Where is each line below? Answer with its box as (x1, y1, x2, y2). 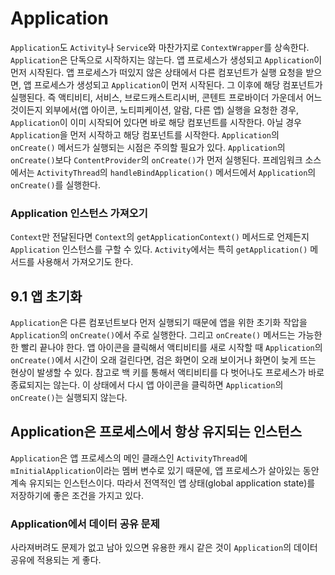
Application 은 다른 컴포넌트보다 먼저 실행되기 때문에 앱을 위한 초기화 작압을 (10, 317, 308, 329)
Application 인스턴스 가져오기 (10, 206, 148, 220)
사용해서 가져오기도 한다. (36, 256, 134, 268)
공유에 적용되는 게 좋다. (10, 554, 102, 566)
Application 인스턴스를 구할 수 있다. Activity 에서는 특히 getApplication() (10, 243, 308, 256)
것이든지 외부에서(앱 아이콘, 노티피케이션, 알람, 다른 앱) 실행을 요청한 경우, (10, 103, 300, 116)
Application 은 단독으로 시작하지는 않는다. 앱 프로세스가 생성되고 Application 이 (10, 53, 323, 66)
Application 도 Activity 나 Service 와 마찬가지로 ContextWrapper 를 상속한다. (10, 41, 310, 53)
